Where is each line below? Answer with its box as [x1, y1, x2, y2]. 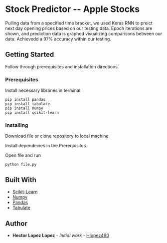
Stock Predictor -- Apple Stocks [5, 3, 140, 15]
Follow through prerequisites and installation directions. [5, 63, 119, 69]
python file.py [5, 162, 37, 167]
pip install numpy [5, 106, 43, 111]
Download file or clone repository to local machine [5, 133, 109, 139]
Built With [5, 176, 36, 184]
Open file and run [5, 152, 41, 158]
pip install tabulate [5, 101, 50, 107]
